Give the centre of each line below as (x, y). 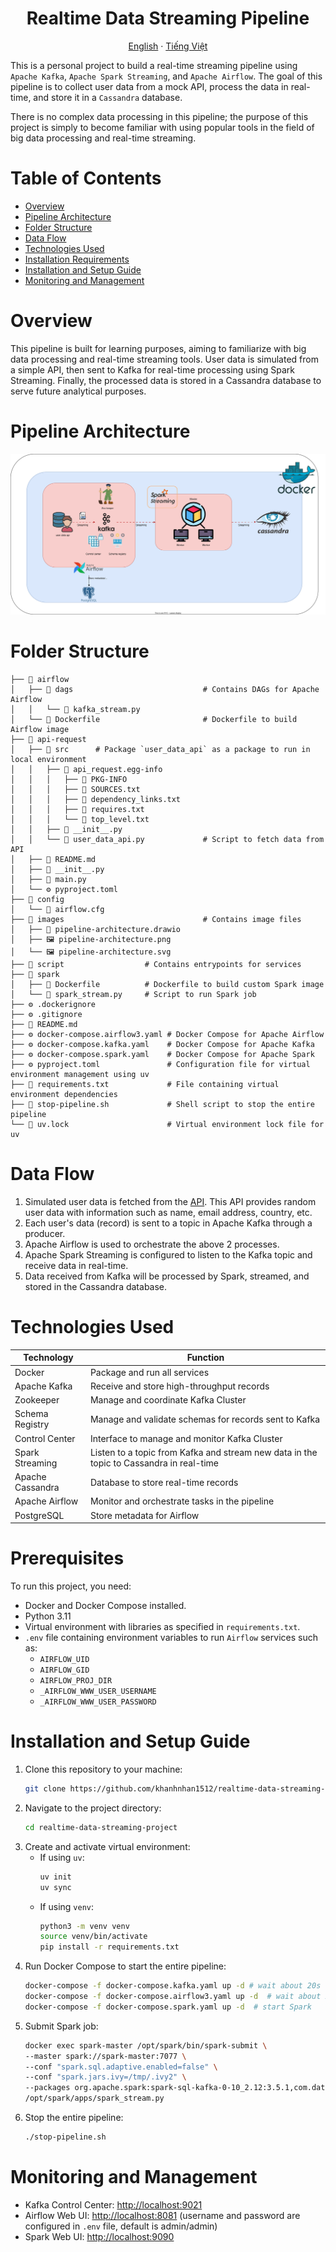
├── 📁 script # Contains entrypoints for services (156, 965)
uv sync (55, 1887)
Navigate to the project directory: (93, 1808)
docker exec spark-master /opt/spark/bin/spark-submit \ (146, 2045)
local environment (48, 760)
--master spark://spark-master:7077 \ (105, 2056)
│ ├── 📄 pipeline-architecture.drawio (96, 930)
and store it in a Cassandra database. (108, 97)
